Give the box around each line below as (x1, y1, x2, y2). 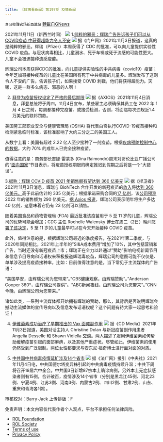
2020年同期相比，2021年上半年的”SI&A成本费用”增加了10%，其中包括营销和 (5, 241, 158, 247)
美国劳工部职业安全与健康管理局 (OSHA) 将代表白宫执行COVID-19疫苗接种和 (5, 123, 157, 129)
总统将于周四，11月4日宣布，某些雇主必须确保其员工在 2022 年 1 (29, 100, 158, 106)
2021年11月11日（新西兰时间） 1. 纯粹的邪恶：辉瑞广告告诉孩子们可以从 (5, 31, 151, 37)
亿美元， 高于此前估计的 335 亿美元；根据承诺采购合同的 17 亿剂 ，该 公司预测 (5, 190, 157, 196)
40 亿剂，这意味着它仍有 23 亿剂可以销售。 (5, 202, 92, 208)
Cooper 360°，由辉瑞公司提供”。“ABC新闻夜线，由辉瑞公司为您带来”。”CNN (5, 282, 157, 288)
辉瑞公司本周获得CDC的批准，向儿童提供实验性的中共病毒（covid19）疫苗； (5, 66, 157, 72)
